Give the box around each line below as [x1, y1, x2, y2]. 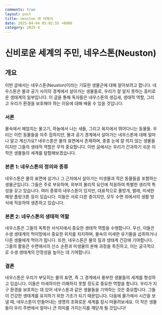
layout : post [5, 12, 31, 17]
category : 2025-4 [5, 25, 40, 30]
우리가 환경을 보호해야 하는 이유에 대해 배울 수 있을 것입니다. [10, 101, 124, 106]
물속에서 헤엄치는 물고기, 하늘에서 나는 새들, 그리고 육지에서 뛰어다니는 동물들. [5, 126, 152, 132]
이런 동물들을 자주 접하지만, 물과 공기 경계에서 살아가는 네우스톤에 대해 [14, 132, 147, 138]
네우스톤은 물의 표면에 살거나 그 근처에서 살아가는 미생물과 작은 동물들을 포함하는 [5, 175, 158, 181]
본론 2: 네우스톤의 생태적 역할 [5, 213, 69, 220]
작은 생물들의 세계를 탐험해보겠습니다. [5, 150, 76, 156]
